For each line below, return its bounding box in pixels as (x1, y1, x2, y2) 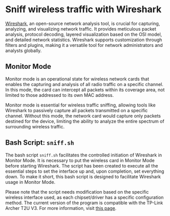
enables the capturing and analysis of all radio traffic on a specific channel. (5, 81, 163, 87)
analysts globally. (5, 47, 42, 53)
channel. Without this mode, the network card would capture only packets (5, 113, 161, 119)
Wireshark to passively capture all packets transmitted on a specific (5, 107, 148, 113)
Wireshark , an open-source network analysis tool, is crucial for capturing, (5, 20, 160, 26)
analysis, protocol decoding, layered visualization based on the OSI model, (5, 31, 162, 37)
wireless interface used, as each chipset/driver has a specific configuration (5, 194, 164, 200)
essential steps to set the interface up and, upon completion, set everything (5, 168, 164, 174)
